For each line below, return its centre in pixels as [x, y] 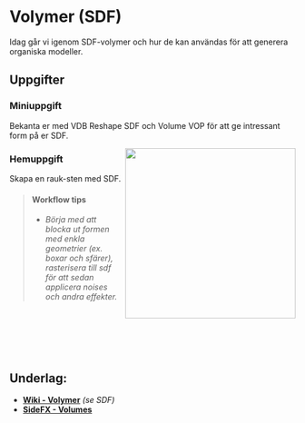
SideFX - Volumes [57, 409]
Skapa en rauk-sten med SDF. [65, 178]
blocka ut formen [78, 230]
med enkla [65, 239]
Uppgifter [37, 80]
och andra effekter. [81, 297]
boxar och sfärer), [79, 258]
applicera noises [76, 287]
